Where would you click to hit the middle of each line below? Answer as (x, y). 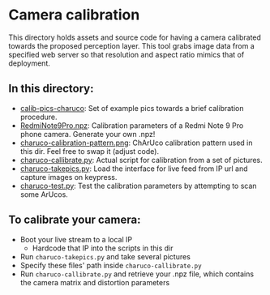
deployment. (29, 63)
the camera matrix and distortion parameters (95, 282)
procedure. (39, 117)
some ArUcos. (44, 194)
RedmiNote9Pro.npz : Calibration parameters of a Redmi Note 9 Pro (132, 125)
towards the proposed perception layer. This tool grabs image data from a (132, 45)
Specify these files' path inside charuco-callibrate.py (111, 265)
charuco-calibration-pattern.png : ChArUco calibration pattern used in (136, 143)
